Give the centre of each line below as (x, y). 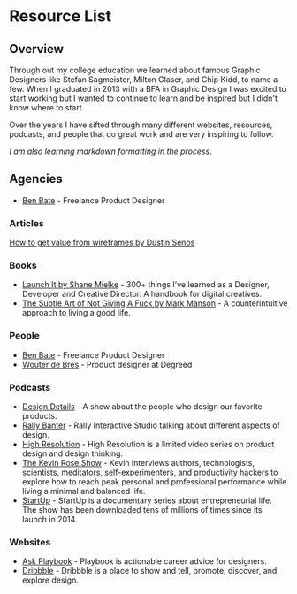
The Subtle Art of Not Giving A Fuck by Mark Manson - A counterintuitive (155, 303)
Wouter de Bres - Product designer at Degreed (107, 364)
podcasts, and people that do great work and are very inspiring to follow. (141, 134)
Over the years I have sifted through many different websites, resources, (141, 125)
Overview (37, 49)
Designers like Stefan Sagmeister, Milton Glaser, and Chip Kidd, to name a (144, 80)
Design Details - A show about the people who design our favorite (142, 407)
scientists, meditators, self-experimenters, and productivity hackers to (150, 472)
